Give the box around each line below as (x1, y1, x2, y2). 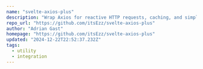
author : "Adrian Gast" (6, 25, 63, 32)
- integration (11, 53, 47, 59)
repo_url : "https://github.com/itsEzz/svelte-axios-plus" (6, 20, 155, 26)
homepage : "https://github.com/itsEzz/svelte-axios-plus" (6, 31, 155, 37)
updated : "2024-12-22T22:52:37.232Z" (6, 37, 101, 43)
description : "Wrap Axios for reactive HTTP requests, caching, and (6, 14, 182, 20)
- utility (11, 48, 36, 54)
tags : (6, 43, 20, 49)
